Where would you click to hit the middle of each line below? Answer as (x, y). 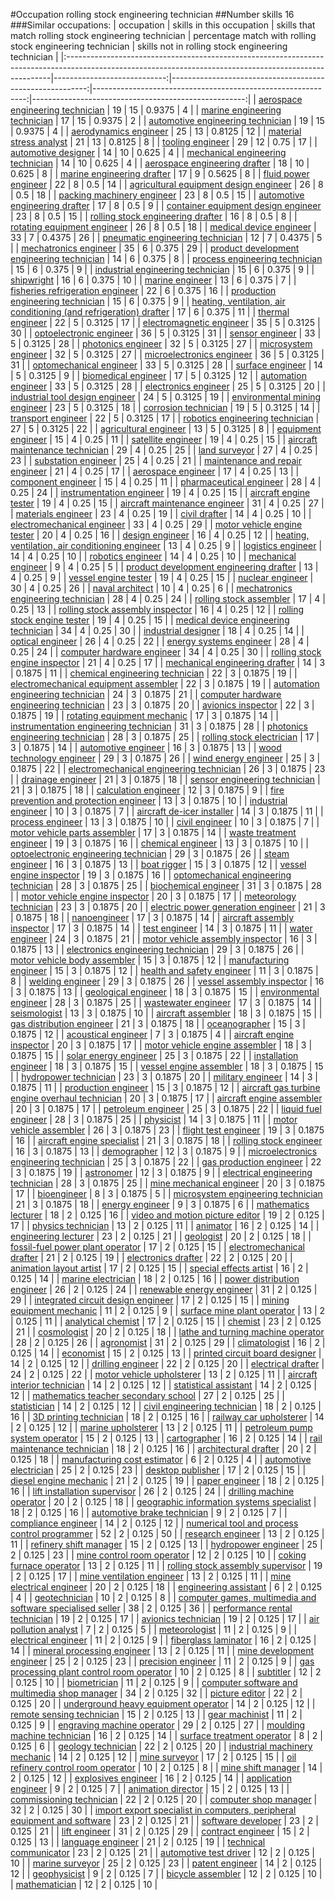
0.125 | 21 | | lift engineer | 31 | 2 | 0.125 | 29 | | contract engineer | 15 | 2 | (160, 1831)
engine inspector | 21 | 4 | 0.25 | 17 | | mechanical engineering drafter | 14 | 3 (168, 662)
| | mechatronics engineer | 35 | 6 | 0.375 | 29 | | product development (155, 248)
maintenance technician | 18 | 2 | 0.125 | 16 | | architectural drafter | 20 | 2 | (163, 1448)
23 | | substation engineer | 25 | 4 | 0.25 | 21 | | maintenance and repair (156, 460)
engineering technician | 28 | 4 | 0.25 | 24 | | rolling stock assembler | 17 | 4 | (168, 598)
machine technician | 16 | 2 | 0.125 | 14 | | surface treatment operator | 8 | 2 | (166, 1735)
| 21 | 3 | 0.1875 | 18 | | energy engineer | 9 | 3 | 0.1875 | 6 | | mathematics (160, 1204)
